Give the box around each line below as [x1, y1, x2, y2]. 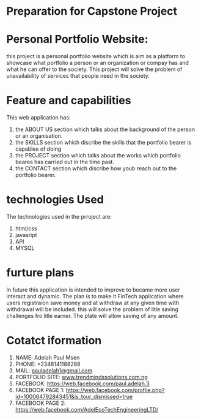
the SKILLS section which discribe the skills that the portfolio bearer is [15, 139, 192, 146]
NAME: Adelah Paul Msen [15, 353, 80, 361]
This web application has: [6, 114, 71, 121]
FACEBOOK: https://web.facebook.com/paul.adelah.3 [15, 380, 150, 387]
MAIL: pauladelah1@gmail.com [15, 366, 93, 374]
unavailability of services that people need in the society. [6, 72, 150, 80]
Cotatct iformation [6, 334, 102, 347]
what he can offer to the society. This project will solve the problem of [6, 66, 183, 73]
